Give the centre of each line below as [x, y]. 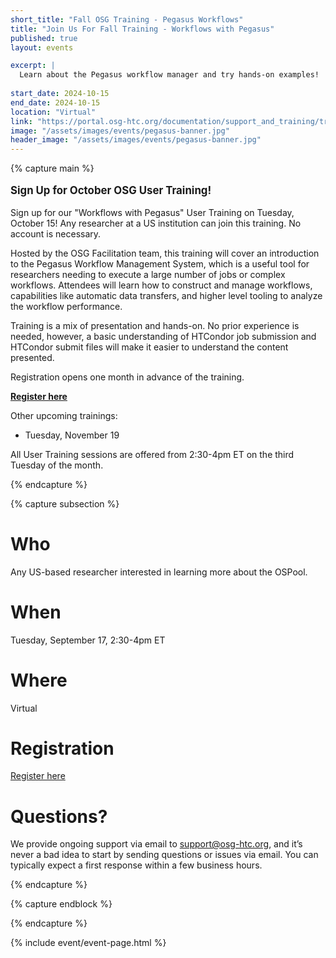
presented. [32, 357]
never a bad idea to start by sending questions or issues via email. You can [164, 855]
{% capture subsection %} [65, 503]
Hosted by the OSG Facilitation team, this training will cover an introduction [165, 253]
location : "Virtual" [53, 112]
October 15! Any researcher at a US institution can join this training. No [156, 223]
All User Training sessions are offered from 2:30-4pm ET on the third [152, 454]
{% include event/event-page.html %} [88, 943]
